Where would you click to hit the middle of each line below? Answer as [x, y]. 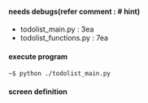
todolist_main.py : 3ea [57, 29]
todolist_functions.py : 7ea [64, 38]
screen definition [38, 92]
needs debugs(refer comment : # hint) [74, 11]
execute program [38, 56]
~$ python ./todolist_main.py [60, 74]
